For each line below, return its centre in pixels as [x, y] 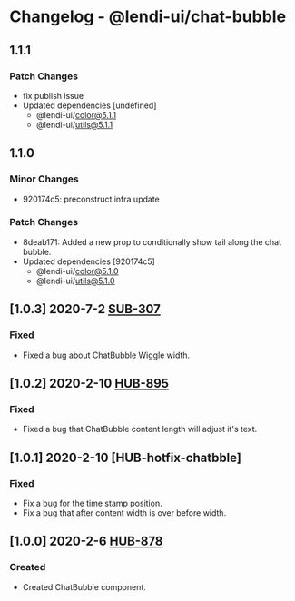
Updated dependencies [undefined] [89, 105]
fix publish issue [53, 95]
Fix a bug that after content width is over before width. [124, 512]
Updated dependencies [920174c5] [89, 261]
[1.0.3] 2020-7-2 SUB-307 [85, 309]
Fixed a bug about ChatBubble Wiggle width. [106, 355]
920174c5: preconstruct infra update [91, 199]
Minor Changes [44, 179]
